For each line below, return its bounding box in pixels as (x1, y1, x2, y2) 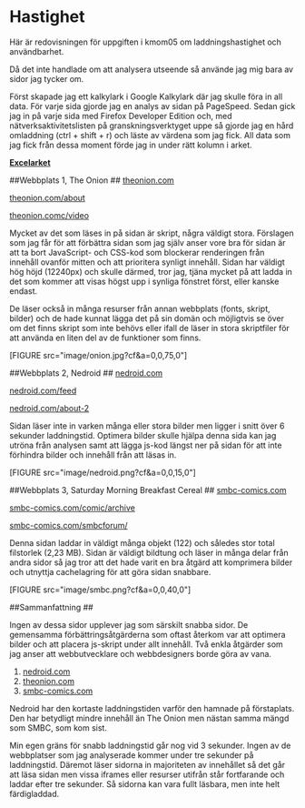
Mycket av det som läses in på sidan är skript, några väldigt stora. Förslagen (9, 227, 295, 238)
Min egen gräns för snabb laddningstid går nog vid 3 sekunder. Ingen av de (9, 740, 291, 751)
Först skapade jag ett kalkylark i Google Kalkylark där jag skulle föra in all (9, 91, 283, 102)
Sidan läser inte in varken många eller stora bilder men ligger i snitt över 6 (9, 420, 285, 431)
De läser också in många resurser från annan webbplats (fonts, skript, (9, 303, 271, 314)
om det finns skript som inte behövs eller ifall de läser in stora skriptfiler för (9, 322, 290, 333)
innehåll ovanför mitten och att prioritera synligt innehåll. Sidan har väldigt (9, 257, 286, 268)
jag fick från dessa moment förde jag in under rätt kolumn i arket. (9, 139, 252, 150)
